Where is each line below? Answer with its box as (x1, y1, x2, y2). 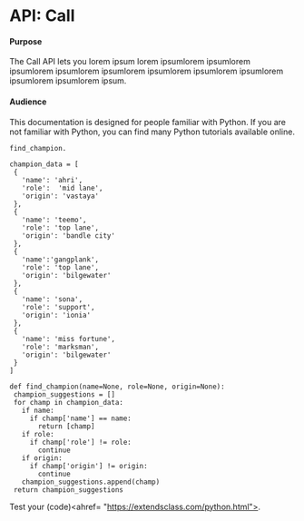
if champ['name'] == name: (29, 414, 132, 423)
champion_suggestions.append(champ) (21, 477, 161, 487)
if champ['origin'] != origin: (29, 461, 148, 470)
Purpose (9, 35, 43, 46)
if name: (21, 406, 54, 415)
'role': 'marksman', (21, 342, 100, 351)
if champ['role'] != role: (29, 437, 132, 447)
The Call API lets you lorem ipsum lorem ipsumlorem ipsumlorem (9, 56, 251, 67)
